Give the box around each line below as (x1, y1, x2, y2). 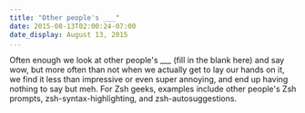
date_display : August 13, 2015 (9, 30, 128, 39)
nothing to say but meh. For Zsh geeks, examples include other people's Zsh (9, 83, 297, 95)
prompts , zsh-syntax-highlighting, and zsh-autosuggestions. (9, 93, 238, 104)
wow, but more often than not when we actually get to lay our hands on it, (9, 64, 285, 75)
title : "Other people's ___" (9, 13, 120, 23)
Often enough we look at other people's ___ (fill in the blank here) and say (9, 55, 285, 66)
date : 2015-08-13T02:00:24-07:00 (9, 22, 137, 31)
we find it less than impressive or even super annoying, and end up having (9, 74, 289, 85)
